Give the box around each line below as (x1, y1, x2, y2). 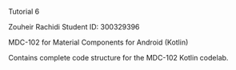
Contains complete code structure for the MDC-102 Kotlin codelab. (8, 53, 229, 62)
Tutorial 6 (8, 7, 40, 16)
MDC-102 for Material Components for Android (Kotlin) (8, 37, 189, 47)
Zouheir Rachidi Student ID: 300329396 (8, 22, 140, 31)
